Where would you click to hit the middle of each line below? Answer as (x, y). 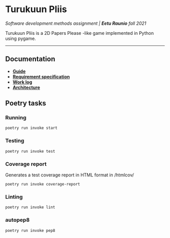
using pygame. (21, 38)
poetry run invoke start (31, 128)
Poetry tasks (26, 103)
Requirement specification (41, 76)
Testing (15, 141)
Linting (14, 197)
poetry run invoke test (30, 151)
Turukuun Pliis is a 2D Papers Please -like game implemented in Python (80, 33)
